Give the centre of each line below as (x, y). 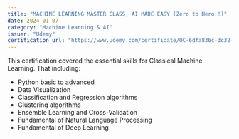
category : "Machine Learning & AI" (60, 27)
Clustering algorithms (49, 105)
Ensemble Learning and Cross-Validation (77, 113)
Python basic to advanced (56, 82)
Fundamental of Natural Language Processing (85, 120)
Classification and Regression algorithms (78, 98)
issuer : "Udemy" (31, 34)
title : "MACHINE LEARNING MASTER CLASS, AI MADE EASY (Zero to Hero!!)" (117, 14)
